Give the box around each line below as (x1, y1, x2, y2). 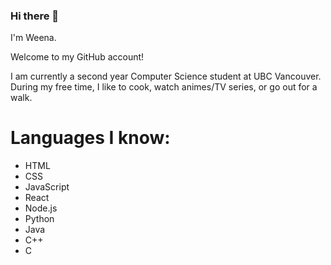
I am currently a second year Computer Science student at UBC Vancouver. (10, 70, 322, 83)
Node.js (24, 202, 58, 214)
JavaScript (24, 181, 70, 193)
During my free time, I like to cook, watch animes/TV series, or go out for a (10, 81, 318, 93)
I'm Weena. (10, 32, 57, 44)
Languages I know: (10, 127, 171, 149)
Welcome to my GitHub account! (10, 51, 145, 63)
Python (24, 213, 55, 225)
